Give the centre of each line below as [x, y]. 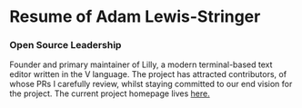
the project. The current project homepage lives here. [110, 93]
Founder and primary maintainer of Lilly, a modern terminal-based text [141, 64]
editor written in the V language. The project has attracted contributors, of [148, 74]
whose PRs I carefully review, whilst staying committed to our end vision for [151, 84]
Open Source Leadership [65, 45]
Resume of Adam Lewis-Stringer [135, 17]
